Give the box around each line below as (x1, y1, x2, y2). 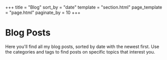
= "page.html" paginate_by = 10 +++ (5, 9, 81, 15)
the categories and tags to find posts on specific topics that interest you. (5, 48, 155, 54)
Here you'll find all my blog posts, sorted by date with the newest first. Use (5, 43, 159, 49)
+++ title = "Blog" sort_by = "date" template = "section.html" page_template (5, 4, 162, 10)
